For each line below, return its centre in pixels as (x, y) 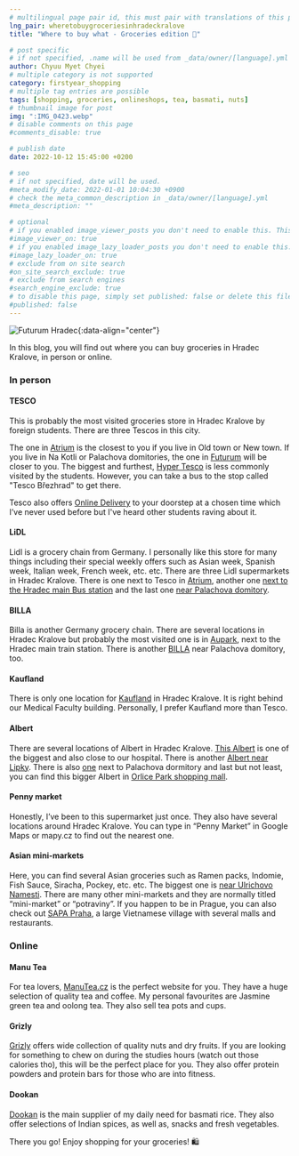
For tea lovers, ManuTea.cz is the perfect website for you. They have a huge (149, 987)
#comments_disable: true (55, 133)
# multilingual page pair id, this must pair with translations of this (147, 17)
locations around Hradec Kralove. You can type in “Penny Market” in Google (149, 826)
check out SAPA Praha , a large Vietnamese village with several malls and (142, 913)
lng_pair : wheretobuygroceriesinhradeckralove (97, 26)
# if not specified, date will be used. (85, 181)
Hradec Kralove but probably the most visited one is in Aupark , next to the (145, 639)
